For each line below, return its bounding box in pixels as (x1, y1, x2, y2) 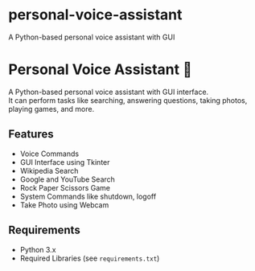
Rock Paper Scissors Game (19, 183, 111, 192)
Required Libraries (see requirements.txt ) (19, 253, 160, 263)
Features (8, 127, 54, 142)
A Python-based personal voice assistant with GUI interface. (8, 87, 209, 96)
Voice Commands (19, 149, 79, 158)
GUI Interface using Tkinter (19, 157, 110, 166)
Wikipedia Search (19, 166, 79, 175)
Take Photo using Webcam (19, 199, 109, 210)
